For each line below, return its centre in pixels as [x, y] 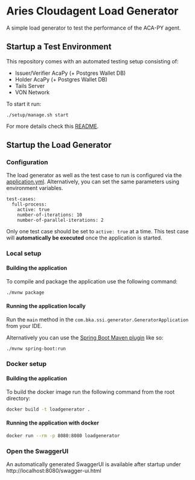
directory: [18, 398]
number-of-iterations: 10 [50, 215]
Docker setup [27, 364]
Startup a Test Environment [59, 47]
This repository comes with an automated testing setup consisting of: [93, 61]
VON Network [32, 92]
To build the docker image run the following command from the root [91, 392]
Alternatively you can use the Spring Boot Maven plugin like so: [85, 337]
